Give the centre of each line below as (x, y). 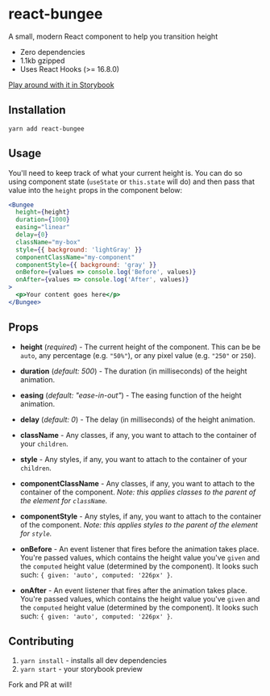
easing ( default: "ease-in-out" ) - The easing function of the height (131, 395)
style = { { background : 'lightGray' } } (79, 250)
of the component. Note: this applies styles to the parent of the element (139, 524)
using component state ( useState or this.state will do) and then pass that (132, 181)
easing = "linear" (43, 227)
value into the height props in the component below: (96, 190)
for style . (36, 533)
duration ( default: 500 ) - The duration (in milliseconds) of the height (133, 371)
